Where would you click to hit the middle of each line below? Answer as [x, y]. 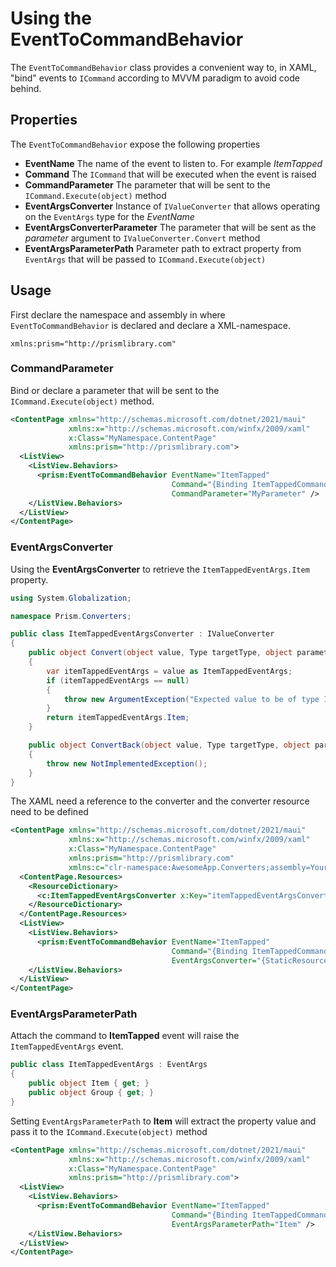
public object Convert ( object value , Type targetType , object [160, 653]
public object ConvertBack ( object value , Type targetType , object [169, 745]
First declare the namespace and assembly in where [118, 314]
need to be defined [49, 812]
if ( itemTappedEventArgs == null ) [118, 680]
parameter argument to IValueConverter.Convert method [142, 238]
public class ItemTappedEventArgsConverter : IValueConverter [142, 634]
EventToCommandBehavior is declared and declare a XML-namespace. [150, 325]
